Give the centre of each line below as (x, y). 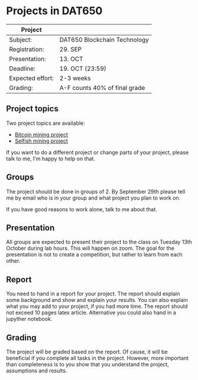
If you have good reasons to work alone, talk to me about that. (82, 209)
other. (13, 261)
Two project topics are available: (46, 123)
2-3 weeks (75, 78)
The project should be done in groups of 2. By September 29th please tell (96, 191)
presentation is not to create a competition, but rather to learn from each (94, 255)
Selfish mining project (41, 141)
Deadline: (22, 68)
